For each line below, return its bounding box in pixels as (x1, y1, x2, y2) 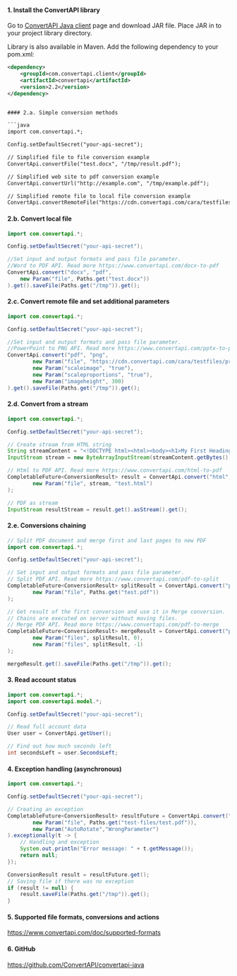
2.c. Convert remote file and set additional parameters (7, 297, 170, 306)
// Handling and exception (20, 839, 99, 846)
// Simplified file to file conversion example (7, 154, 150, 161)
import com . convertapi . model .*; (7, 697, 102, 705)
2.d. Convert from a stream (7, 400, 88, 408)
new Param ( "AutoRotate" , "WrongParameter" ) (32, 825, 159, 832)
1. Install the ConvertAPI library (7, 6, 101, 14)
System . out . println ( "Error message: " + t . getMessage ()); (20, 845, 194, 852)
